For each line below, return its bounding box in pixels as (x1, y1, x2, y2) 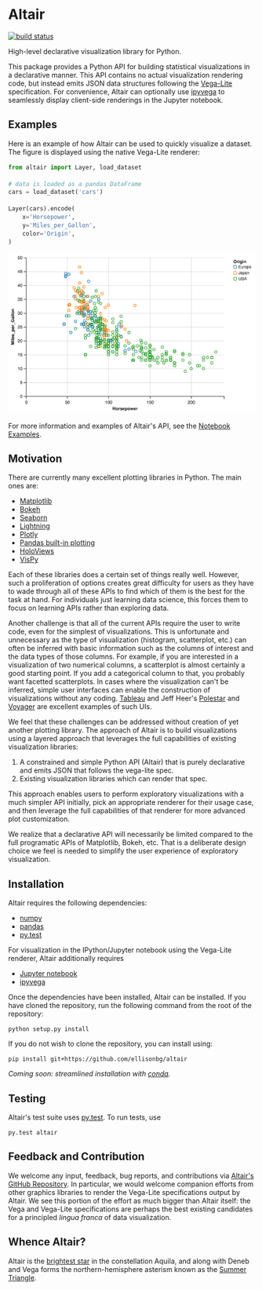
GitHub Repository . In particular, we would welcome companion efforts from (8, 1179, 253, 1189)
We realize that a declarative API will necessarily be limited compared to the (8, 830, 253, 839)
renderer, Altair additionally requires (8, 954, 124, 963)
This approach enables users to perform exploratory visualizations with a (8, 789, 245, 798)
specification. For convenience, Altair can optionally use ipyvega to (8, 86, 225, 96)
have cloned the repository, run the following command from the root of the (8, 1001, 253, 1010)
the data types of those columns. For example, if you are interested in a (8, 652, 239, 661)
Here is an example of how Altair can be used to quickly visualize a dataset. (8, 139, 253, 148)
